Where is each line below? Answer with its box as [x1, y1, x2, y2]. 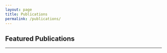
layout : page [5, 7, 32, 12]
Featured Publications [5, 34, 75, 43]
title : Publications [5, 12, 48, 17]
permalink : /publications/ [5, 16, 61, 21]
